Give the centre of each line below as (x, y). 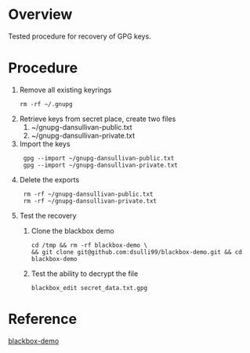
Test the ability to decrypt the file (85, 274)
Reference (42, 319)
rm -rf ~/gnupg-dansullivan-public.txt (88, 194)
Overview (40, 15)
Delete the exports (49, 179)
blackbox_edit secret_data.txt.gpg (89, 288)
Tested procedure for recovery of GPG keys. (80, 36)
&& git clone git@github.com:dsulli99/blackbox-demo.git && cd (137, 252)
